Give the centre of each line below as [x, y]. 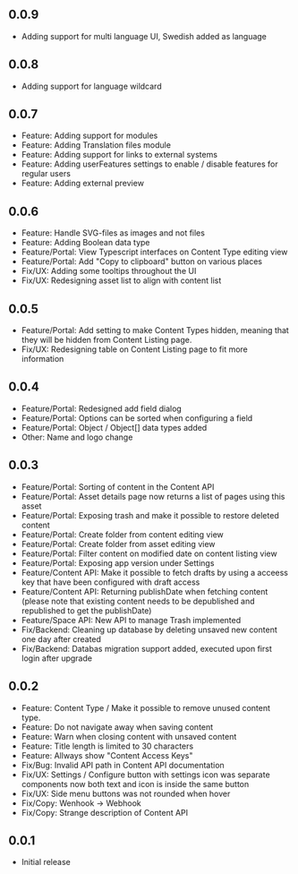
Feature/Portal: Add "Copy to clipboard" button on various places [142, 261]
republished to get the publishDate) [86, 610]
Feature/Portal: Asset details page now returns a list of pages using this [153, 496]
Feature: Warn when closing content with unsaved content [129, 736]
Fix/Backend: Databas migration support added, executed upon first [146, 648]
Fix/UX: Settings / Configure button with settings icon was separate [145, 775]
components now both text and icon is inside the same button [135, 784]
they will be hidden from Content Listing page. [106, 340]
